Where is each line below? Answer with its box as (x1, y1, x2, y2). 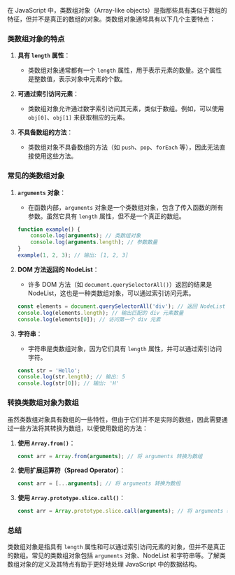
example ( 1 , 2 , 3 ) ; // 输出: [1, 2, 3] (17, 252, 129, 259)
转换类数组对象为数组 (7, 398, 79, 408)
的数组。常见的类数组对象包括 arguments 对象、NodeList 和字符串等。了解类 (7, 551, 226, 560)
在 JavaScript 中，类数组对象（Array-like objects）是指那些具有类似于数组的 (7, 6, 227, 14)
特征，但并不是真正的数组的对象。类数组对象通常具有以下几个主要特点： (7, 15, 215, 23)
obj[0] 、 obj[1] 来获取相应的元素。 (27, 113, 129, 122)
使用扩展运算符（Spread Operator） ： (17, 466, 126, 474)
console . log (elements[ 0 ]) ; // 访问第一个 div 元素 (17, 315, 161, 323)
